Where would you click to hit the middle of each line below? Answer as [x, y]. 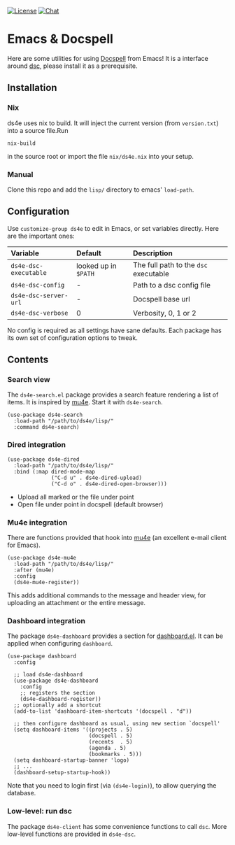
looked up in [96, 266]
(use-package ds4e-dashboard [56, 681]
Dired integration [37, 445]
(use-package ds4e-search [45, 415]
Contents [28, 360]
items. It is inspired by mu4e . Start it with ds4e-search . [85, 402]
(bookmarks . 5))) [115, 754]
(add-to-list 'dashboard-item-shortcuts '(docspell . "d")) [103, 711]
